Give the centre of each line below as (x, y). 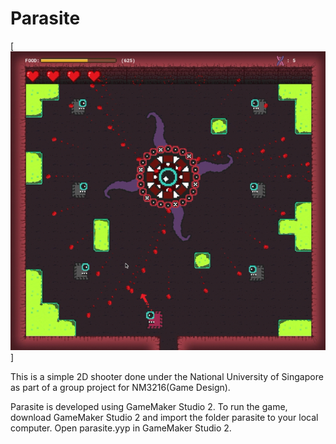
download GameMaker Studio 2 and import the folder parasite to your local (164, 417)
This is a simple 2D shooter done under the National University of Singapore (167, 376)
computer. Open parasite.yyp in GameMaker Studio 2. (121, 428)
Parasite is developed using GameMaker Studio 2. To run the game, (149, 406)
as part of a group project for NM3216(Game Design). (120, 387)
